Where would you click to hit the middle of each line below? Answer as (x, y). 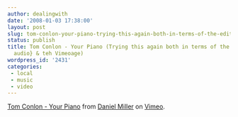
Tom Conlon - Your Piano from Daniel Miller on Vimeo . (86, 106)
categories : (25, 67)
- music (22, 80)
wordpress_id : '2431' (39, 60)
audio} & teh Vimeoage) (49, 54)
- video (22, 87)
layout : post (27, 27)
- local (22, 73)
